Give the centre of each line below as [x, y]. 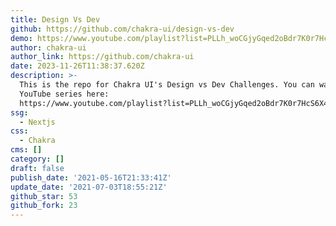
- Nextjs [37, 122]
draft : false [37, 168]
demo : [21, 38]
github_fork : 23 [44, 206]
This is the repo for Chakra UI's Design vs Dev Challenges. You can [167, 85]
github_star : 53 [44, 196]
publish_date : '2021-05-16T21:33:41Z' [91, 177]
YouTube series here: [64, 94]
